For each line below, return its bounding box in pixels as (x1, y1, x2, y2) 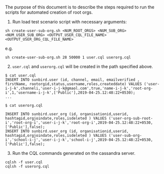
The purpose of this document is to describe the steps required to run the (5, 4, 155, 10)
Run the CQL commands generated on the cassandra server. (12, 150, 135, 156)
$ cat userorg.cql (5, 103, 43, 108)
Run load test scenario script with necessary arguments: (12, 19, 127, 25)
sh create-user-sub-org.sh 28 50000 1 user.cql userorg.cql (5, 55, 131, 60)
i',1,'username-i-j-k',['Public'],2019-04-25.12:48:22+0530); (5, 90, 135, 95)
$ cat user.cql (5, 73, 36, 78)
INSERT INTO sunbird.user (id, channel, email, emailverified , (5, 77, 140, 82)
